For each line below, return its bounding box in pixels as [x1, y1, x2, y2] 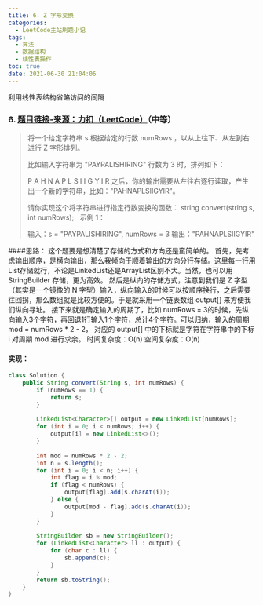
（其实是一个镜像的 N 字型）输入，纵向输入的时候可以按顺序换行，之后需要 [8, 285, 251, 294]
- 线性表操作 [15, 56, 53, 64]
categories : [8, 19, 47, 27]
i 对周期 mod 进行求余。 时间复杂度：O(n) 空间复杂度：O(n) [8, 334, 200, 344]
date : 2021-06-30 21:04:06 [8, 70, 97, 78]
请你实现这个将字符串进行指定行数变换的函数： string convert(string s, [27, 202, 255, 212]
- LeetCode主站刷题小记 [15, 26, 86, 34]
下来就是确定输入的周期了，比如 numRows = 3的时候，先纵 [57, 304, 250, 314]
